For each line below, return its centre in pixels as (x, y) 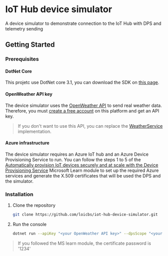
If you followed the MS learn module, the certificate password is (84, 243)
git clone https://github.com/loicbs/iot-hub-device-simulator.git (85, 215)
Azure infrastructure (27, 143)
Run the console (30, 225)
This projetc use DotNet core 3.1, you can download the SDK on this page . (82, 83)
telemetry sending (24, 28)
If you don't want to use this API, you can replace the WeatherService (90, 126)
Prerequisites (22, 59)
